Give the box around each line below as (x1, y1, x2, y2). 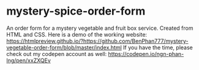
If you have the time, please (123, 44, 193, 51)
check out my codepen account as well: (6, 50, 107, 57)
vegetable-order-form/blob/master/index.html (6, 44, 122, 51)
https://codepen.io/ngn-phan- (108, 50, 184, 57)
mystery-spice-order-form (6, 4, 146, 18)
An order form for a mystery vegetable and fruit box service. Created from (6, 24, 193, 32)
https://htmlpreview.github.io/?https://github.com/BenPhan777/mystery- (6, 37, 189, 44)
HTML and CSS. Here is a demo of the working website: (6, 30, 148, 38)
